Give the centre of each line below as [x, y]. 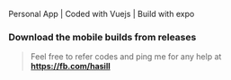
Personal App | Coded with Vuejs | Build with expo [102, 14]
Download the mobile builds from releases [102, 37]
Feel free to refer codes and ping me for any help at [126, 57]
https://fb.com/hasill [70, 67]
